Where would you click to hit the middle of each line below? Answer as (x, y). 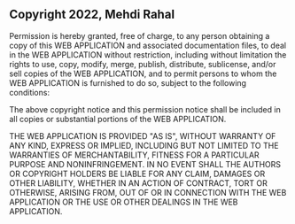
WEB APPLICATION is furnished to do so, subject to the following (128, 82)
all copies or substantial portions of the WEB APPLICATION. (118, 119)
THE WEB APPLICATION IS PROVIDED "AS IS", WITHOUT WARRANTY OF (143, 135)
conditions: (30, 92)
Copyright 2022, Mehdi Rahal (92, 15)
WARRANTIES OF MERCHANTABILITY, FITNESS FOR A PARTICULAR (134, 155)
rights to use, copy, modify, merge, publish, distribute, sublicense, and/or (143, 64)
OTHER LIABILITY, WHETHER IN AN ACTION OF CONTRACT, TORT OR (138, 183)
